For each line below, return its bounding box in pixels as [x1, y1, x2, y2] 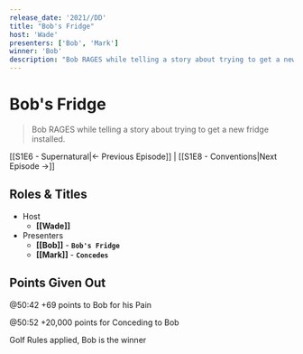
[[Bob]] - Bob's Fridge [35, 239, 120, 250]
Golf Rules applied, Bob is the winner [9, 334, 147, 345]
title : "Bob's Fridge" [9, 22, 95, 31]
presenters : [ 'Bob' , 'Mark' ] [9, 38, 119, 48]
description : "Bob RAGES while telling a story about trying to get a [9, 55, 280, 64]
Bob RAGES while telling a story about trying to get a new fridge [31, 124, 269, 135]
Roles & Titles [9, 187, 87, 202]
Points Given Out [9, 275, 106, 291]
